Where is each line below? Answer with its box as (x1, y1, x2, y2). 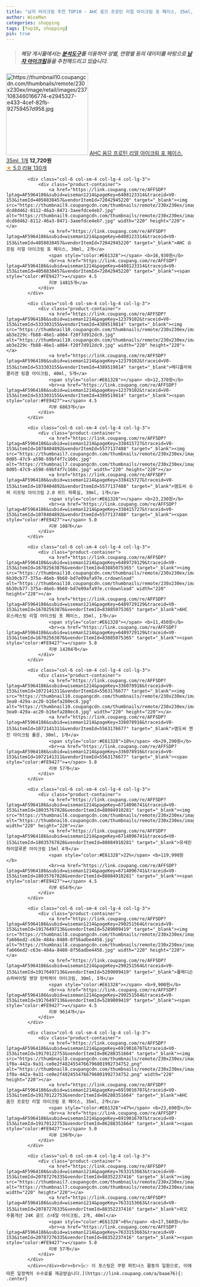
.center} (6, 1276, 28, 1282)
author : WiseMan (6, 14, 46, 20)
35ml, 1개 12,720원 (6, 157, 52, 164)
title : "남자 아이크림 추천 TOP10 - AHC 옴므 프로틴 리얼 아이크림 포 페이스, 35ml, (6, 8, 193, 15)
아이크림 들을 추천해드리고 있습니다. (26, 57, 108, 64)
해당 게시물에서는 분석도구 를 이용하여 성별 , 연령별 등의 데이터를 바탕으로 (20, 50, 186, 57)
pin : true (6, 31, 31, 37)
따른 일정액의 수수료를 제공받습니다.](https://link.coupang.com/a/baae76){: (6, 1271, 183, 1277)
